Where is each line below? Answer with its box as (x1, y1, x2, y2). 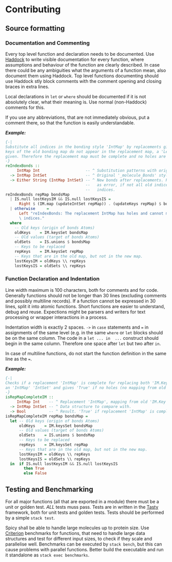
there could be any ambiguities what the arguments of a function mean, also (5, 67, 166, 73)
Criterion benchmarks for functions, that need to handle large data (5, 530, 145, 536)
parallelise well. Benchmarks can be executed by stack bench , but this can (5, 541, 162, 547)
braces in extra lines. (5, 83, 50, 90)
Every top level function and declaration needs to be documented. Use (5, 51, 155, 57)
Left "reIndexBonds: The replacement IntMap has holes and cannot (18, 211, 164, 216)
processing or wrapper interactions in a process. (5, 314, 108, 320)
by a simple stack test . (5, 514, 55, 521)
